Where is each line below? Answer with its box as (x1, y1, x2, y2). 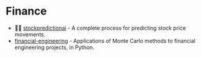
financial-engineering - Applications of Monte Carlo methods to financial (14, 37, 196, 44)
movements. (14, 30, 46, 38)
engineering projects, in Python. (14, 44, 94, 51)
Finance (5, 4, 47, 18)
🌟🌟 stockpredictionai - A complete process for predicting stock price (14, 24, 186, 32)
